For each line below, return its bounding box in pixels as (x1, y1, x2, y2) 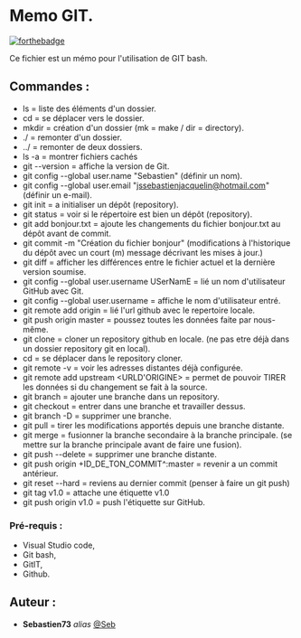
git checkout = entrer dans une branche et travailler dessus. (22, 400, 246, 411)
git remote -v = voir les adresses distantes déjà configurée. (22, 362, 243, 373)
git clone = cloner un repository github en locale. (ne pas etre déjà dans (22, 333, 290, 344)
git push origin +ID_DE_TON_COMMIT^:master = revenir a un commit (22, 458, 278, 469)
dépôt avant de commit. (22, 228, 111, 239)
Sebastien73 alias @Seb (22, 618, 116, 629)
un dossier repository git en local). (22, 342, 151, 353)
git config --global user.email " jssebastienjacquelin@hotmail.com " (22, 180, 269, 191)
